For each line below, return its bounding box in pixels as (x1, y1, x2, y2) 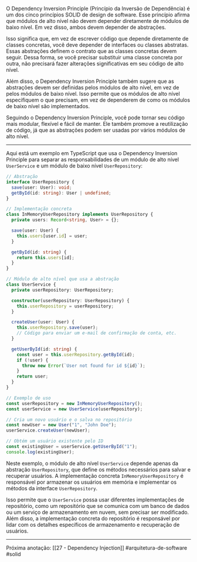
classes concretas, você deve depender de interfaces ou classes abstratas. (6, 41, 189, 48)
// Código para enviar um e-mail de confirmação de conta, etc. (16, 330, 177, 336)
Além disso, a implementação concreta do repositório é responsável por (6, 514, 181, 522)
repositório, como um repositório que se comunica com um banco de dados (6, 502, 190, 509)
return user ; (16, 373, 49, 380)
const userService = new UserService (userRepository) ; (6, 406, 143, 412)
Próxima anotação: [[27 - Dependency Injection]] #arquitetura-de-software (6, 544, 188, 551)
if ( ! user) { (16, 357, 49, 363)
